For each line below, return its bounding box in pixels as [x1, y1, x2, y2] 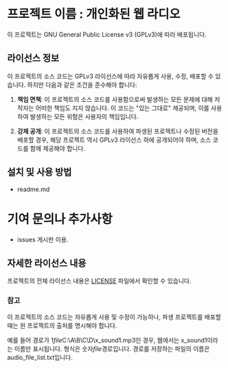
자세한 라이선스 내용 [7, 257, 87, 269]
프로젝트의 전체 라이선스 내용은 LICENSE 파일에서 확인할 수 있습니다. [7, 277, 192, 285]
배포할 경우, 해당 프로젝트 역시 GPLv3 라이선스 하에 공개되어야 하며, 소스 [16, 136, 212, 144]
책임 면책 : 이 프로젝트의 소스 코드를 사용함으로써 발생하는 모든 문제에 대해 [16, 95, 213, 103]
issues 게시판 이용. [16, 235, 69, 243]
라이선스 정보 [7, 52, 60, 64]
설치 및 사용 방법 [7, 166, 72, 178]
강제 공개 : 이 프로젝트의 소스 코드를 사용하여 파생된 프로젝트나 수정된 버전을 [16, 127, 218, 135]
